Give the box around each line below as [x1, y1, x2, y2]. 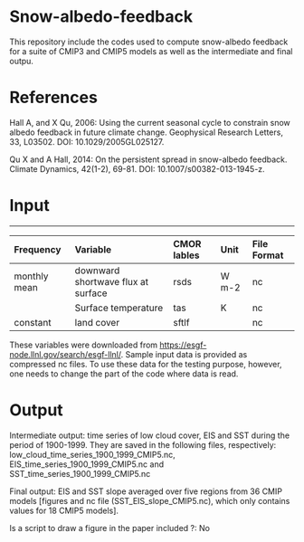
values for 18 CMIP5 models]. [9, 505, 119, 516]
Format [252, 249, 284, 261]
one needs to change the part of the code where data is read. [9, 368, 239, 379]
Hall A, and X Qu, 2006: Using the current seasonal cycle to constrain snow [9, 117, 291, 128]
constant [14, 316, 52, 328]
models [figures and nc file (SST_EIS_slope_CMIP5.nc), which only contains [9, 495, 290, 506]
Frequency [14, 242, 62, 255]
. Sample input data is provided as [120, 348, 248, 359]
